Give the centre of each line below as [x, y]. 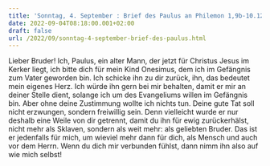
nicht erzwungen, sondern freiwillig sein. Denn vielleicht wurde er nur [123, 112]
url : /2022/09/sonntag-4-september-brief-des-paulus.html [107, 38]
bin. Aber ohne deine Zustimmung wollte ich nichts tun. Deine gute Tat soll [131, 103]
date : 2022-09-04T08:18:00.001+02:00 [72, 23]
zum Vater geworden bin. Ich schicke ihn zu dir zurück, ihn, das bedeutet [129, 78]
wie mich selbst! [35, 155]
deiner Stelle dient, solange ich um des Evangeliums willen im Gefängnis [128, 95]
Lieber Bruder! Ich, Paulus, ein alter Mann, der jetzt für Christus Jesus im [129, 61]
